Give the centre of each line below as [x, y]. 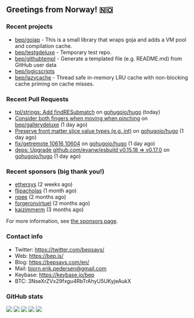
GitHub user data [36, 65]
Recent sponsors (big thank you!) [55, 171]
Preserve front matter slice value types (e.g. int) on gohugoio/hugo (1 [99, 131]
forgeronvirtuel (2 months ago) [52, 203]
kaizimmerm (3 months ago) [49, 209]
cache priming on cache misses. [54, 84]
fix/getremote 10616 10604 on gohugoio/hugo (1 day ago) [85, 143]
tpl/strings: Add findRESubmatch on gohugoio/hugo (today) [88, 112]
